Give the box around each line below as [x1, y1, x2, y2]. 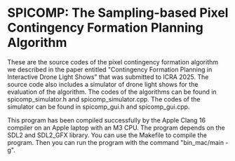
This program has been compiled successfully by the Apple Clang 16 [7, 115, 206, 124]
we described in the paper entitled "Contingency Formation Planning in [7, 65, 213, 73]
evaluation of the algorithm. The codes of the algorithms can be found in [7, 87, 217, 96]
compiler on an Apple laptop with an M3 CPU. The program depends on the [7, 123, 226, 132]
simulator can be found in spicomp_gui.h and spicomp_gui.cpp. [7, 102, 190, 111]
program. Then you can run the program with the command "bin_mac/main [7, 138, 224, 146]
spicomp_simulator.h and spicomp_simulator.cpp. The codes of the [7, 94, 201, 103]
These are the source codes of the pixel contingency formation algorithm [7, 57, 219, 66]
